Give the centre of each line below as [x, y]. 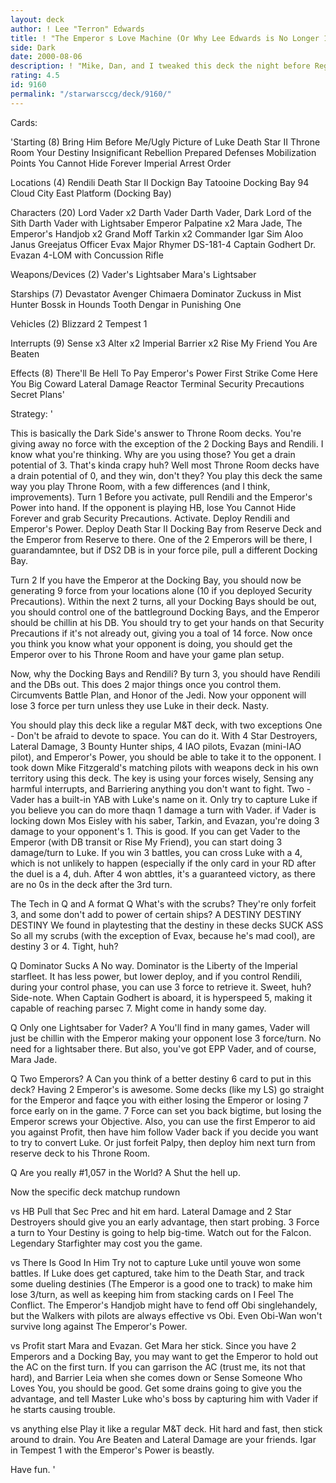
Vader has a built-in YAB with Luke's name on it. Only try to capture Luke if [164, 799]
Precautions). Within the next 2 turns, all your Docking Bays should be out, [163, 601]
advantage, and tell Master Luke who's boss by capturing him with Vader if [164, 1398]
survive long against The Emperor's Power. [99, 1326]
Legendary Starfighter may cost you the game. [106, 1243]
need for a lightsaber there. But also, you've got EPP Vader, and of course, [163, 1048]
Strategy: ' [31, 413]
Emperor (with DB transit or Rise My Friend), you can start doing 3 [146, 842]
